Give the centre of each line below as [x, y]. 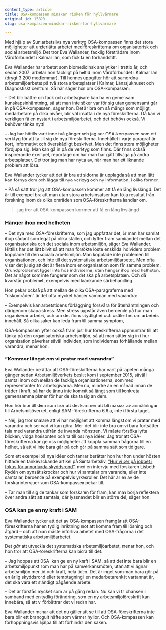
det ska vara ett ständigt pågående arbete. [49, 582]
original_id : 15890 [25, 19]
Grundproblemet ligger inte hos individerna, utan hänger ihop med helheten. [83, 270]
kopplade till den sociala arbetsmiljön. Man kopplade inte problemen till [77, 254]
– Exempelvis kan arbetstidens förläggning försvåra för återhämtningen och [82, 305]
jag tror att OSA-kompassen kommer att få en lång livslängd [78, 210]
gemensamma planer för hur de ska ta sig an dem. [56, 396]
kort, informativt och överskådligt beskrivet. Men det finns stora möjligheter [82, 144]
